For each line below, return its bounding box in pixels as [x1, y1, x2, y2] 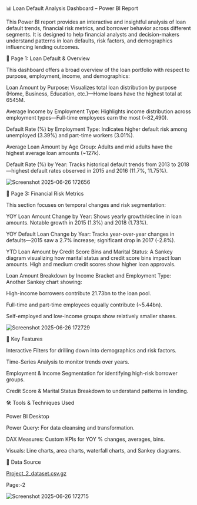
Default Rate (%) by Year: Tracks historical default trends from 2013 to [6, 161, 176, 168]
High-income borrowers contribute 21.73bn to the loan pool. [6, 290, 152, 296]
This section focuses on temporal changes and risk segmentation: [6, 202, 166, 208]
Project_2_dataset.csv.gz [6, 470, 66, 477]
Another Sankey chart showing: [6, 279, 82, 285]
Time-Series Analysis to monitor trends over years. [6, 358, 129, 365]
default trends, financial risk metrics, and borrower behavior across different [6, 25, 191, 31]
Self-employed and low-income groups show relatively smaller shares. [6, 313, 177, 319]
